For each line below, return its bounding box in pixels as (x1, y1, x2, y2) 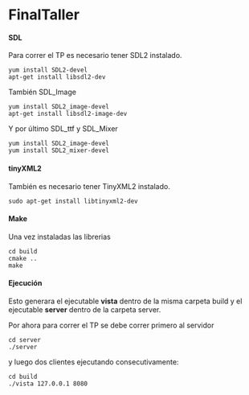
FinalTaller (8, 6, 80, 24)
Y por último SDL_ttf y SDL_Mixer (8, 124, 118, 134)
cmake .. (8, 254, 38, 262)
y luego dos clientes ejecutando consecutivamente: (8, 357, 179, 367)
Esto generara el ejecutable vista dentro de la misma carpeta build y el (8, 296, 243, 306)
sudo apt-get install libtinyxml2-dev (8, 197, 138, 205)
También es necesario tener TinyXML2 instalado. (8, 181, 170, 191)
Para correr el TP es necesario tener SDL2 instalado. (8, 51, 182, 60)
